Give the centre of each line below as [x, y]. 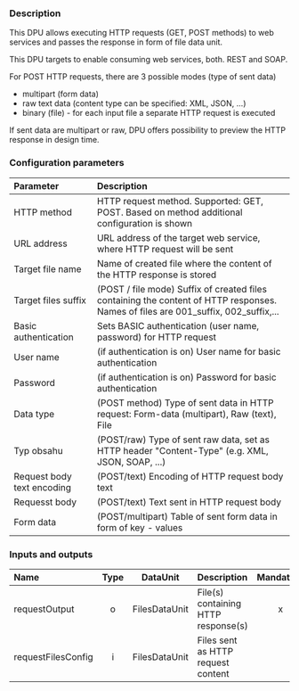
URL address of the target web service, [178, 237]
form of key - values [140, 527]
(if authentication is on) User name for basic [189, 351]
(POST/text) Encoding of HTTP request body [190, 476]
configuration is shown [145, 223]
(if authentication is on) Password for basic [187, 377]
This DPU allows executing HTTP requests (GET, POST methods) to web [141, 33]
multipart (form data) [61, 94]
